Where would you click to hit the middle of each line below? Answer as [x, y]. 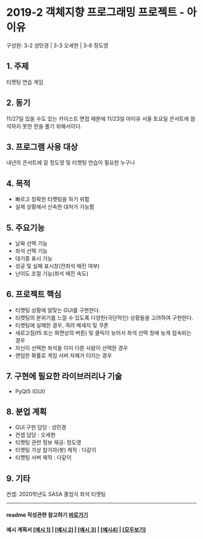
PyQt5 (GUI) [30, 391]
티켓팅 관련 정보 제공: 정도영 [48, 442]
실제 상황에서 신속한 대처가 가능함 [55, 207]
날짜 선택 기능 [31, 243]
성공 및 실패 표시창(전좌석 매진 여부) [57, 266]
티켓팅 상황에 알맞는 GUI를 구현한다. [58, 310]
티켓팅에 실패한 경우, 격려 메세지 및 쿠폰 [62, 325]
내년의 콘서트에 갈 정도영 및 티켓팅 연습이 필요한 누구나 [71, 163]
